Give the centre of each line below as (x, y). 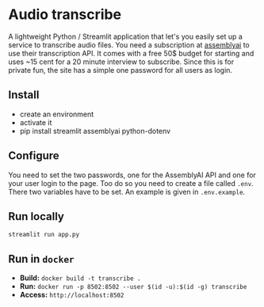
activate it (36, 122)
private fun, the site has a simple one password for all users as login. (120, 70)
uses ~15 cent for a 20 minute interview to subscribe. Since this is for (121, 62)
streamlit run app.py (44, 235)
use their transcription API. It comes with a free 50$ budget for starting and (131, 53)
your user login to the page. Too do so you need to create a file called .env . (131, 183)
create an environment (57, 114)
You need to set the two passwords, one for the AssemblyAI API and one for (132, 175)
